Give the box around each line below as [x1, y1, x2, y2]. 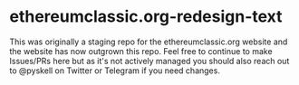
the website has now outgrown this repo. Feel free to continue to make [9, 45, 274, 56]
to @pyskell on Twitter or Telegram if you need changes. [9, 65, 220, 76]
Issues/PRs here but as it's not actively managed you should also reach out [9, 55, 290, 66]
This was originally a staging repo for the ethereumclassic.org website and [9, 36, 288, 47]
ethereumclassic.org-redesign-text [9, 6, 283, 27]
